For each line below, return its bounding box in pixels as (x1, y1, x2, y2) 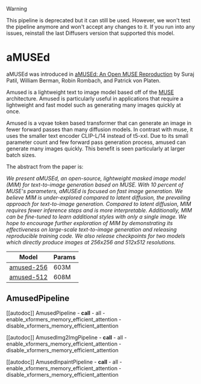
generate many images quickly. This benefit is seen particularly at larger (6, 144, 185, 152)
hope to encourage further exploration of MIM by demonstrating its (6, 219, 173, 226)
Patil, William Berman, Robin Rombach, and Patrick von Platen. (6, 76, 161, 84)
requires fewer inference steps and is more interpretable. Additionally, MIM (6, 206, 193, 214)
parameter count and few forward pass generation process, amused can (6, 138, 187, 146)
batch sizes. (6, 151, 37, 158)
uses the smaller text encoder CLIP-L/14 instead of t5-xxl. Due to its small (6, 132, 188, 139)
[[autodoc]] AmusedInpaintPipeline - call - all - (6, 358, 122, 365)
